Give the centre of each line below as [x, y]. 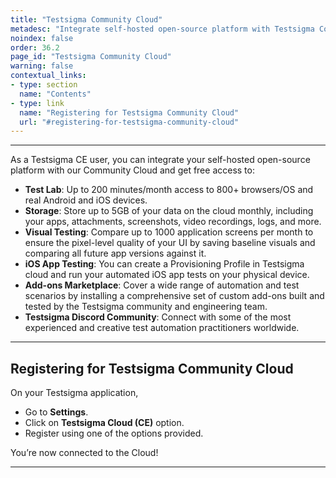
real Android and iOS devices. [86, 200]
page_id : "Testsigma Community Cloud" [91, 57]
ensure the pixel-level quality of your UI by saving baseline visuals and [170, 243]
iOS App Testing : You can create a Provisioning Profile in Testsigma [164, 264]
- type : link [37, 103]
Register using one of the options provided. [114, 433]
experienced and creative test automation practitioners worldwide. [162, 328]
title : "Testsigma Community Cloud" [86, 19]
